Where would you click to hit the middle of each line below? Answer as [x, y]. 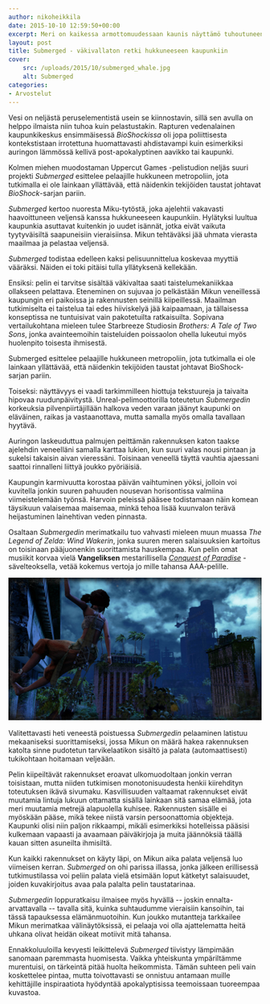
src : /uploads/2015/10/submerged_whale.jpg [97, 68]
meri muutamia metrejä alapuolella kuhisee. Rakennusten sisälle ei [118, 809]
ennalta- [219, 900]
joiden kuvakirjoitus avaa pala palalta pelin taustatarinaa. [102, 884]
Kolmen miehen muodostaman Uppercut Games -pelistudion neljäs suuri [129, 167]
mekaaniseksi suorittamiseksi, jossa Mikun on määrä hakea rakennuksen [129, 742]
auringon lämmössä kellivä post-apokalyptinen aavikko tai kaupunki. [121, 151]
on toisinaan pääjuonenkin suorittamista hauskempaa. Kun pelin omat [123, 549]
